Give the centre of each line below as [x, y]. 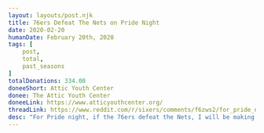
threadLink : [27, 110]
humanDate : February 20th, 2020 [61, 37]
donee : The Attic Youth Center [59, 95]
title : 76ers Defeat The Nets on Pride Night [84, 23]
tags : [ [21, 45]
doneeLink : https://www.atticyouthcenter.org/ [86, 102]
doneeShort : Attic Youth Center [61, 88]
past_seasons [44, 66]
